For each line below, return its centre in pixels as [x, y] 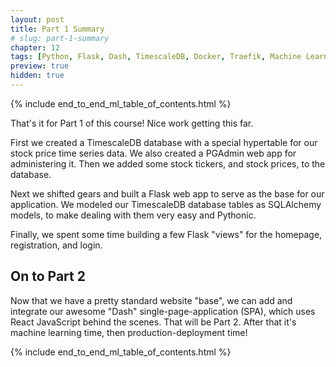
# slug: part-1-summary [60, 38]
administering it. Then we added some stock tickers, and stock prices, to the [168, 163]
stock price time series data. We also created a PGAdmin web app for [153, 153]
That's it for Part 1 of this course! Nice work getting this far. [132, 123]
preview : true [40, 66]
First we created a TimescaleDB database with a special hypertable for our [164, 142]
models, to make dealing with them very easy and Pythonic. [133, 215]
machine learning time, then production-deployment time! [129, 332]
